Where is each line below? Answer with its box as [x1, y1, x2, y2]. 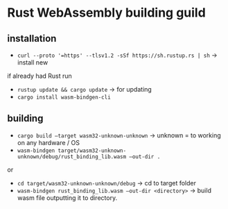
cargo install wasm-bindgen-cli [17, 94, 111, 101]
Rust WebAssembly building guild [7, 5, 206, 21]
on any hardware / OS [17, 138, 80, 147]
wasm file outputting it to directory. [17, 193, 118, 202]
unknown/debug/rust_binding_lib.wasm [17, 153, 127, 160]
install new [17, 58, 49, 67]
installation [7, 33, 57, 44]
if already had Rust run [7, 72, 73, 80]
